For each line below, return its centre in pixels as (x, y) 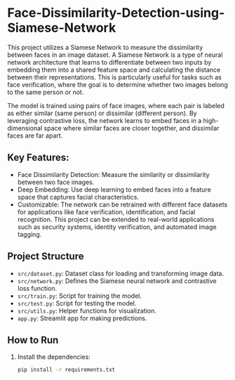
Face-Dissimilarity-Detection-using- (116, 13)
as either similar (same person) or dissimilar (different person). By (102, 113)
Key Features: (38, 158)
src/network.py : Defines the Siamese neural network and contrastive (117, 281)
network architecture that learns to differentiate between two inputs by (109, 62)
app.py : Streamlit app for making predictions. (82, 318)
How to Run (33, 340)
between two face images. (56, 182)
